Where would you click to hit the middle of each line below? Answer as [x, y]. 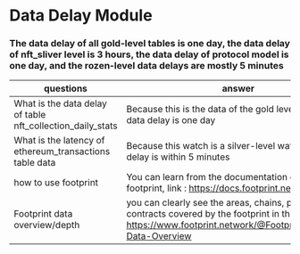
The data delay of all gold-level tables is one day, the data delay [150, 44]
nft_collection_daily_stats [66, 126]
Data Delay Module [81, 16]
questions [66, 88]
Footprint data [43, 214]
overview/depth [47, 225]
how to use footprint [56, 183]
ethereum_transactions [62, 152]
